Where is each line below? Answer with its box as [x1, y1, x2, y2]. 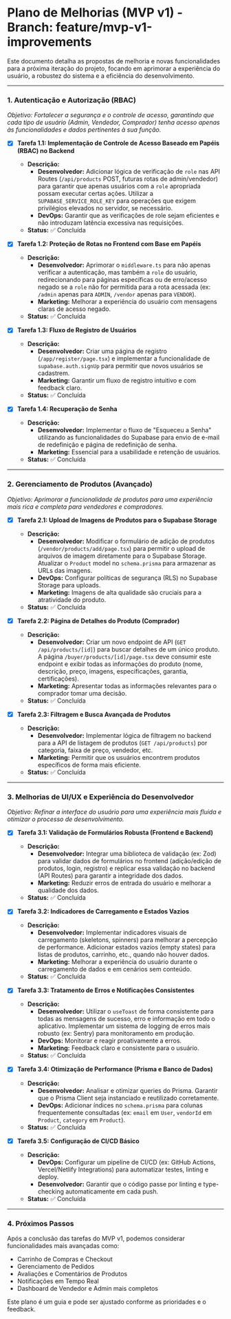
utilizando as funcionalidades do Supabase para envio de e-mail [37, 433, 220, 442]
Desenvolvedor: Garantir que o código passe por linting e [37, 1180, 202, 1188]
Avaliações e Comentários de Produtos [16, 1269, 128, 1278]
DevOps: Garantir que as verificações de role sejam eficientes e [37, 212, 220, 220]
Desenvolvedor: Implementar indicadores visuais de [37, 929, 187, 937]
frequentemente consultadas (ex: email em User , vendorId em [37, 1108, 212, 1116]
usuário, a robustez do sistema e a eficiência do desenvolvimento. [7, 71, 195, 80]
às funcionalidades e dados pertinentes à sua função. [7, 125, 162, 134]
